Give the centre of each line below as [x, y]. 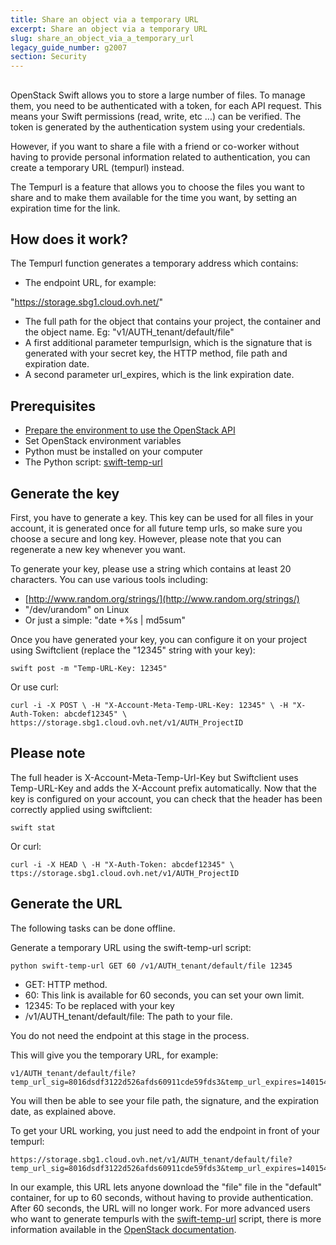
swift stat [33, 827]
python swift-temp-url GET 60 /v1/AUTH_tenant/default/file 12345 [151, 966]
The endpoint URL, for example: [90, 283]
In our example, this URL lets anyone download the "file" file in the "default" [166, 1187]
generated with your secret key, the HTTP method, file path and [156, 353]
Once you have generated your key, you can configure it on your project [159, 639]
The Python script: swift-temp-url [93, 462]
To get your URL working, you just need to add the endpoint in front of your [165, 1130]
